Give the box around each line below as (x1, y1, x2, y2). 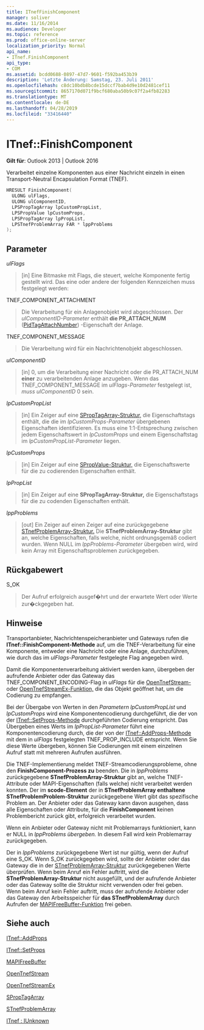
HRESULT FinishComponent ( (6, 187, 72, 194)
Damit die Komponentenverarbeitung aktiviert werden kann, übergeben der (6, 665, 195, 673)
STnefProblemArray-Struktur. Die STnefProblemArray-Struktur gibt (21, 527, 192, 535)
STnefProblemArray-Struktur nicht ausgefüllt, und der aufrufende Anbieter (6, 875, 197, 882)
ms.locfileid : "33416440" (6, 111, 72, 117)
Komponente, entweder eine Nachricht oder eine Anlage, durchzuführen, (6, 647, 190, 655)
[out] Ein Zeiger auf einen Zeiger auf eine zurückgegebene (21, 521, 169, 529)
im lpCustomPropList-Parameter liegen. (21, 437, 121, 445)
